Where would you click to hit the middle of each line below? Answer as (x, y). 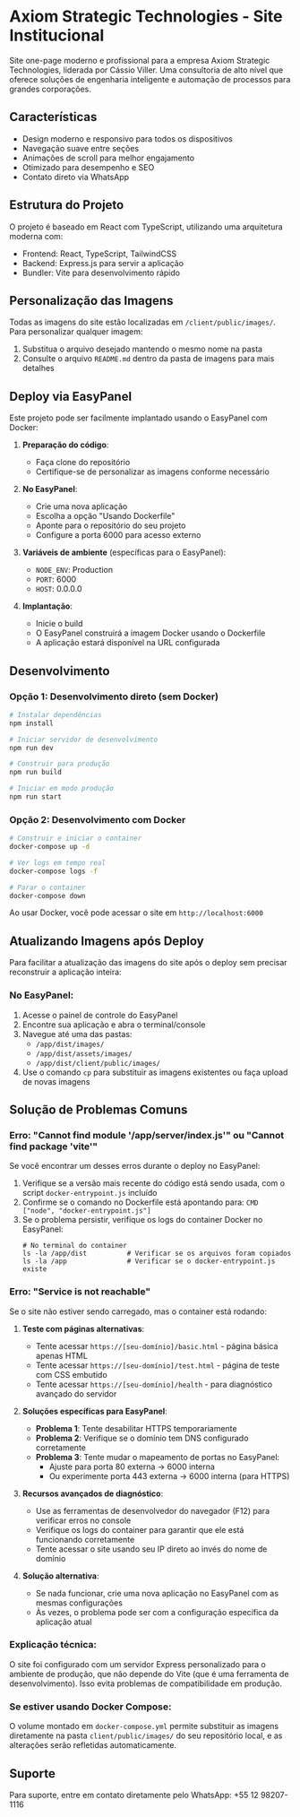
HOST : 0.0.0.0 (59, 589)
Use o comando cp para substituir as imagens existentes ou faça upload (155, 1072)
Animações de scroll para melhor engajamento (108, 158)
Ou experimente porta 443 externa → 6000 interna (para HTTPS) (169, 1475)
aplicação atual (64, 1622)
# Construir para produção (60, 764)
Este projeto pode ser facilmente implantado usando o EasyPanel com (138, 418)
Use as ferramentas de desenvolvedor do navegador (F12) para (153, 1510)
